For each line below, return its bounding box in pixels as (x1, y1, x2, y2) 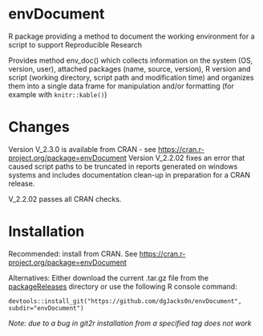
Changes (8, 118, 70, 137)
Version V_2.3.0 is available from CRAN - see (8, 144, 156, 154)
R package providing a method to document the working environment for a (8, 31, 255, 41)
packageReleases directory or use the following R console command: (8, 281, 238, 291)
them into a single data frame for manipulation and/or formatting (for (8, 81, 235, 91)
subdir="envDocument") (8, 304, 84, 312)
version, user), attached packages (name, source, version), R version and (8, 64, 251, 73)
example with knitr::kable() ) (8, 89, 107, 99)
